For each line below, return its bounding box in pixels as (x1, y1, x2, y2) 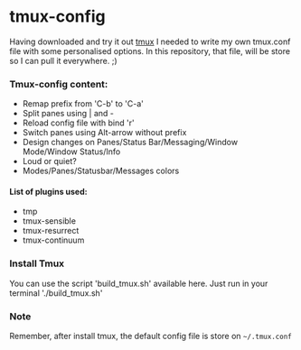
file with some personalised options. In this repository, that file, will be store (9, 45, 291, 56)
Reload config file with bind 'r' (22, 117, 135, 128)
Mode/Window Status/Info (22, 146, 121, 157)
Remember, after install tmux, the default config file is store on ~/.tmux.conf (9, 331, 292, 342)
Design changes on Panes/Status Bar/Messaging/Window (22, 137, 238, 148)
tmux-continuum (22, 235, 85, 245)
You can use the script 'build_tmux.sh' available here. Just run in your (9, 278, 268, 289)
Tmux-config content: (9, 78, 108, 90)
